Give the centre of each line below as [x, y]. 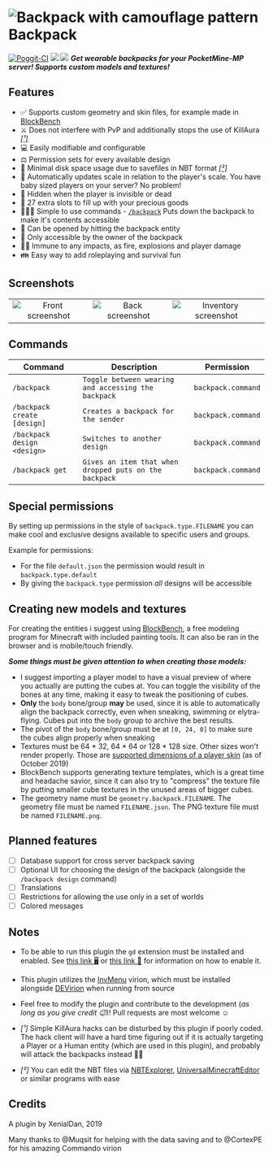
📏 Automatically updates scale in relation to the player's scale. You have [141, 176]
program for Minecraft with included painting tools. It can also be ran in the [134, 637]
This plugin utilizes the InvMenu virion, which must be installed [125, 979]
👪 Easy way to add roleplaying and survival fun [100, 254]
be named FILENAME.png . [61, 815]
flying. [31, 720]
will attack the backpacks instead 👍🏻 [82, 1054]
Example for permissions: [51, 550]
